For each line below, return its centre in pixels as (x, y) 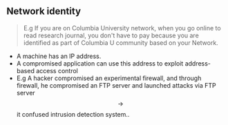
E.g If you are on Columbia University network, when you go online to (122, 28)
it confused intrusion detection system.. (73, 114)
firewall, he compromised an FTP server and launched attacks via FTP (116, 85)
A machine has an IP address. (59, 56)
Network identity (44, 11)
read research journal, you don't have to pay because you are (111, 35)
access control (57, 70)
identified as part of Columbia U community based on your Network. (121, 42)
